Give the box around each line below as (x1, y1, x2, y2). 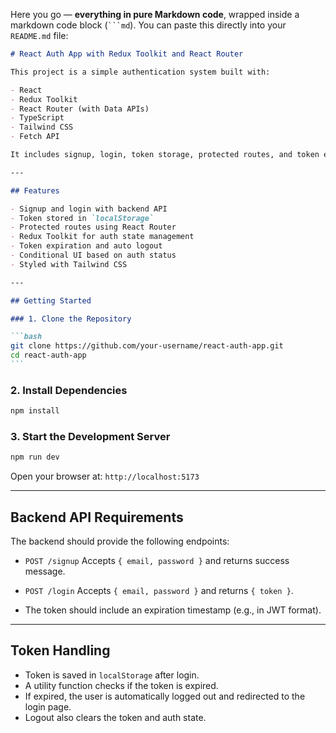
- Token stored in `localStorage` (10, 213, 155, 223)
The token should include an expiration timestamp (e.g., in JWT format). (24, 604, 322, 616)
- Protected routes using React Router (10, 222, 177, 233)
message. (24, 565, 66, 578)
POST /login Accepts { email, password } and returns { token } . (24, 585, 294, 597)
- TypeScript (10, 113, 65, 123)
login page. (24, 700, 72, 713)
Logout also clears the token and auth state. (24, 711, 207, 723)
